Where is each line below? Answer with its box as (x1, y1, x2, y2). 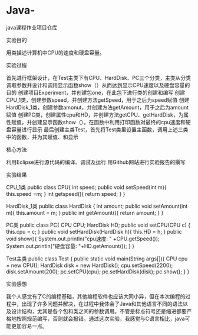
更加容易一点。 (11, 322, 48, 329)
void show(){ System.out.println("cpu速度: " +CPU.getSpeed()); (6, 235, 160, 242)
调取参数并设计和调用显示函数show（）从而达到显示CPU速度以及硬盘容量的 (6, 81, 190, 89)
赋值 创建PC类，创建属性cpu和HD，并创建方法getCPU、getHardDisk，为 (6, 111, 184, 118)
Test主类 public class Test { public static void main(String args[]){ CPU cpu (6, 255, 188, 262)
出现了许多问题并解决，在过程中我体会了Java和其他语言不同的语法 (21, 300, 183, 307)
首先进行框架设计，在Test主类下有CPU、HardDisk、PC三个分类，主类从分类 (6, 74, 192, 81)
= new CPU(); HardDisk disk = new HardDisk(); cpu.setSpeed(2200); (6, 262, 173, 269)
